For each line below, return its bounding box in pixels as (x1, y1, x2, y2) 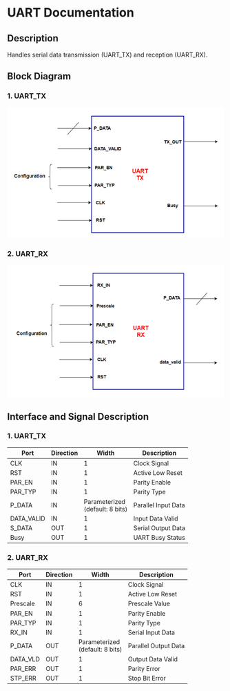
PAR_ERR (10, 664, 36, 672)
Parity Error (127, 664, 160, 672)
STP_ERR (10, 674, 36, 683)
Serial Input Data (127, 628, 176, 636)
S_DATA (10, 524, 33, 532)
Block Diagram (7, 70, 71, 82)
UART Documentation (7, 5, 134, 21)
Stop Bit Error (127, 674, 167, 683)
